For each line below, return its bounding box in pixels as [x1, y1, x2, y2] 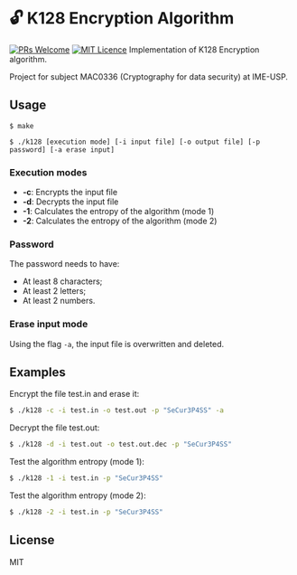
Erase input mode [9, 318, 88, 331]
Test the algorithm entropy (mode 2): [9, 490, 146, 501]
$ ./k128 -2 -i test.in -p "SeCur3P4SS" [9, 508, 164, 517]
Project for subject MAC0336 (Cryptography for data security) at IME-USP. [9, 71, 289, 82]
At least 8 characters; [22, 276, 103, 287]
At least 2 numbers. [22, 296, 96, 306]
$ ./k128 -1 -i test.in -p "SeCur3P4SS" [9, 474, 164, 483]
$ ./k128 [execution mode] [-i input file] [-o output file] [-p [9, 137, 260, 146]
